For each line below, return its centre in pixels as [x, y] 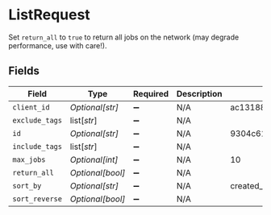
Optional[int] [94, 159]
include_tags [38, 146]
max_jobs [29, 159]
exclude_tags [38, 120]
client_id [31, 107]
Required [151, 93]
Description [199, 93]
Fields [24, 71]
